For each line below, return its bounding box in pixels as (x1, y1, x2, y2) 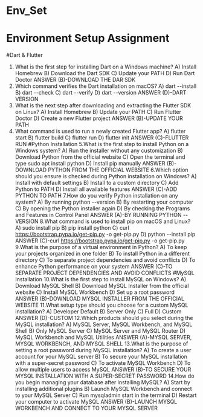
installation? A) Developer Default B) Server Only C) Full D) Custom (14, 308, 182, 315)
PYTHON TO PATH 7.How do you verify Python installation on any (14, 192, 178, 199)
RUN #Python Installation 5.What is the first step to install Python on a (14, 141, 189, 148)
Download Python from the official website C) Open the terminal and (14, 153, 185, 161)
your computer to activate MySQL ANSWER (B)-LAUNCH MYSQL (14, 398, 178, 405)
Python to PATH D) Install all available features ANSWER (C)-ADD (14, 185, 178, 193)
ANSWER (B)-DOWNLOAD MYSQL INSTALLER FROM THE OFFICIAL (14, 295, 185, 302)
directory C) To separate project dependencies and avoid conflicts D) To (14, 256, 196, 264)
